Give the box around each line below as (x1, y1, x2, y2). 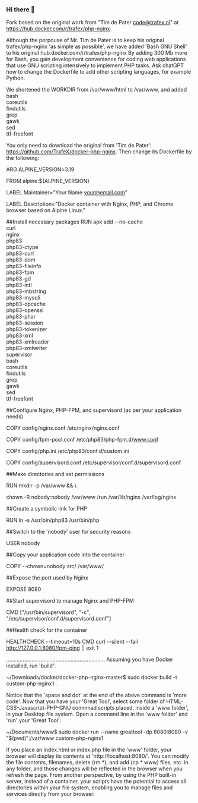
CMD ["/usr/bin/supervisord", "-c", (6, 609, 91, 616)
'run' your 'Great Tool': (6, 717, 62, 724)
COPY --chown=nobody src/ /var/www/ (6, 563, 104, 570)
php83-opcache (6, 300, 46, 308)
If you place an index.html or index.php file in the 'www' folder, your (6, 746, 172, 754)
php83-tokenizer (6, 326, 47, 333)
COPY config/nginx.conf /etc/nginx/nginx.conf (6, 424, 120, 432)
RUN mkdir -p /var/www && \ (6, 482, 77, 489)
